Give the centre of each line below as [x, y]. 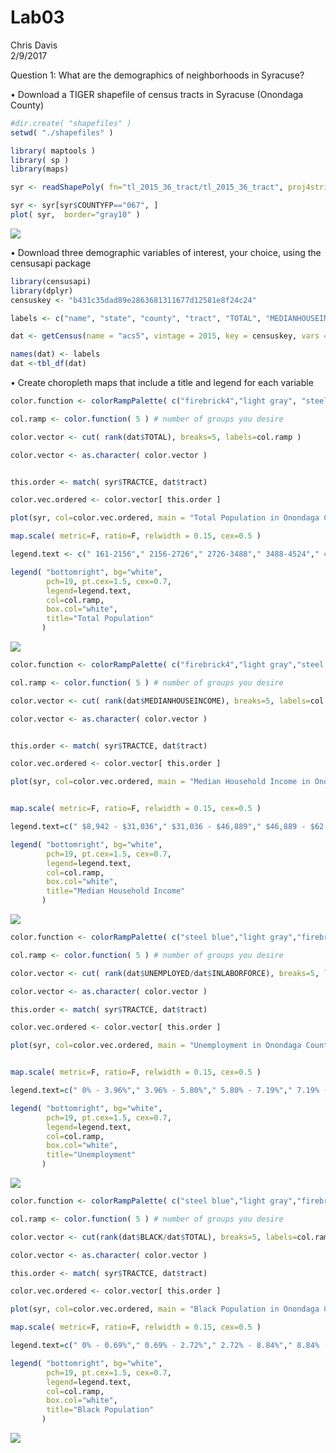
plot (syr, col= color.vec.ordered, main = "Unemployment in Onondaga [156, 1046]
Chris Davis [34, 45]
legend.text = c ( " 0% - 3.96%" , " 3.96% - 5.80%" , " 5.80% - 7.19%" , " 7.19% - [169, 1091]
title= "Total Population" [100, 619]
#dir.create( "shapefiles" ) [71, 123]
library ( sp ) [40, 160]
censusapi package [51, 263]
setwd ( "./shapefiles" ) [62, 132]
